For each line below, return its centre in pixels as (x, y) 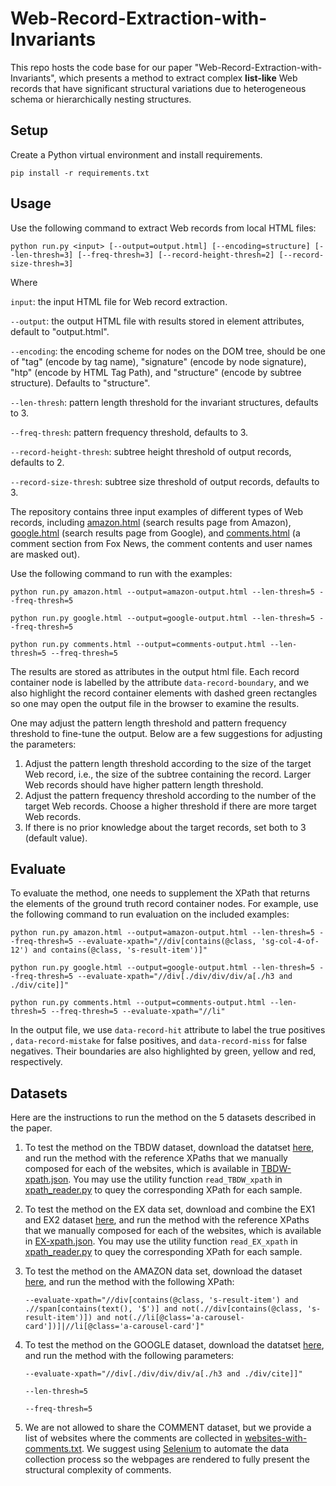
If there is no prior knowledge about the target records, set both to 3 (165, 827)
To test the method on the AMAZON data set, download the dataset (163, 1271)
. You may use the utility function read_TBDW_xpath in (175, 1179)
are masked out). (45, 554)
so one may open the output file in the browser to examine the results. (155, 703)
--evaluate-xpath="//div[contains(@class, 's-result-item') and (161, 1300)
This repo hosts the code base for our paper (101, 67)
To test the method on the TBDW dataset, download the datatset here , (169, 1148)
